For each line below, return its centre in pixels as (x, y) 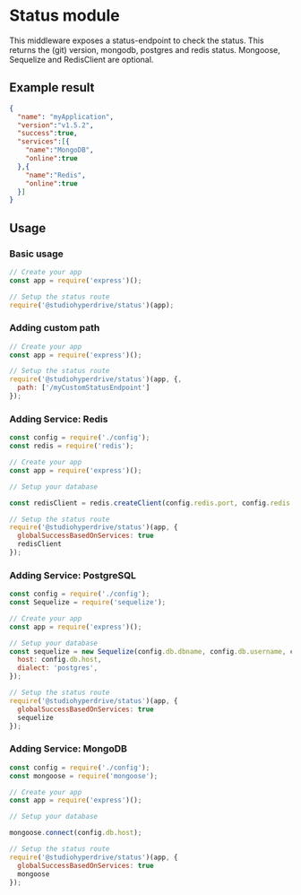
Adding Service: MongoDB (69, 749)
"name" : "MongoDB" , (60, 150)
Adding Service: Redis (59, 419)
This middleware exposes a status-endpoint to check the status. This (137, 40)
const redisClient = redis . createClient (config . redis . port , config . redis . (152, 503)
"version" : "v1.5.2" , (56, 125)
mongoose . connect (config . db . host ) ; (76, 833)
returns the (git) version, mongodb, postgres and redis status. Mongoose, (145, 49)
